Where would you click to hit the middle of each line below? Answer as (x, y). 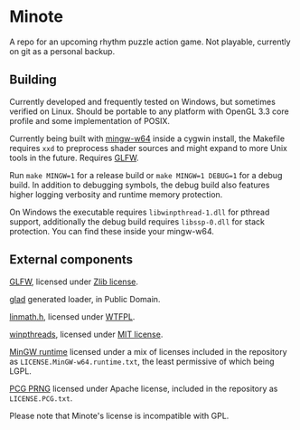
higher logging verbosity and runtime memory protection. (116, 194)
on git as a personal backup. (62, 51)
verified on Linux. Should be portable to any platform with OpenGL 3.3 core (149, 111)
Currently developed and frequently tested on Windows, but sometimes (142, 101)
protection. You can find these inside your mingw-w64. (112, 231)
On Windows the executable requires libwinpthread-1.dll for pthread (140, 212)
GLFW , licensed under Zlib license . (74, 282)
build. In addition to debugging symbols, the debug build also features (140, 185)
